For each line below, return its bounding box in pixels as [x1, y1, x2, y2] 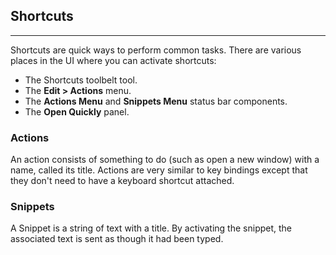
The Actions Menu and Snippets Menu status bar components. [24, 95, 288, 107]
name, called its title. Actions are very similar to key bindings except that [10, 164, 308, 176]
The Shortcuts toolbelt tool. [24, 74, 138, 86]
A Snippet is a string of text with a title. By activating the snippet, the [10, 222, 293, 234]
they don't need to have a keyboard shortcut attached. [10, 175, 235, 187]
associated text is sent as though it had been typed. [10, 233, 224, 245]
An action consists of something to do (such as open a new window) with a [10, 154, 320, 166]
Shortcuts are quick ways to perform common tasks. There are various [10, 44, 302, 56]
